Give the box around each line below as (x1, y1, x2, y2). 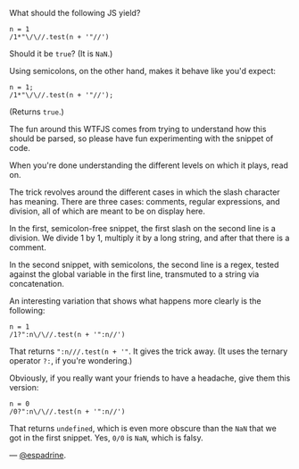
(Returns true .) (9, 106, 64, 117)
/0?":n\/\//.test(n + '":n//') (9, 407, 126, 416)
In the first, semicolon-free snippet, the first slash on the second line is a (9, 223, 277, 233)
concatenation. (9, 279, 65, 289)
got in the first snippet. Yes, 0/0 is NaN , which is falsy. (9, 432, 203, 443)
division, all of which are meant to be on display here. (9, 205, 205, 216)
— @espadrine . (9, 450, 67, 460)
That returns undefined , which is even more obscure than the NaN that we (9, 423, 277, 433)
